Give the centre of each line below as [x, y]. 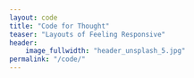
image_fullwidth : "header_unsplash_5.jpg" [105, 51]
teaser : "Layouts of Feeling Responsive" [88, 34]
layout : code [34, 17]
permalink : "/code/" [48, 59]
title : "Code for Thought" [59, 26]
